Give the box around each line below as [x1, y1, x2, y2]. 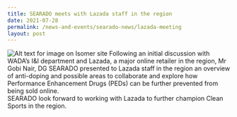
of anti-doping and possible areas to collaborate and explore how [7, 72, 198, 80]
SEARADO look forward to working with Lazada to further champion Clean [7, 94, 224, 103]
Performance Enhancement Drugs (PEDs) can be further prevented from [7, 79, 219, 88]
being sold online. [7, 87, 59, 95]
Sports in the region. [7, 101, 67, 110]
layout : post [7, 30, 46, 37]
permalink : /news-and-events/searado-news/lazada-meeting [7, 23, 182, 30]
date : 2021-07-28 [7, 17, 59, 24]
